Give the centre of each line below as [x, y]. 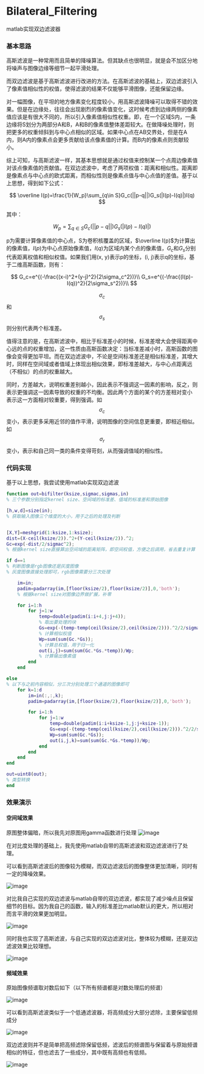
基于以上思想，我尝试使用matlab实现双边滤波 [63, 482]
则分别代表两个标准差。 [36, 328]
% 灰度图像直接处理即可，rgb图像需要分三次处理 [58, 572]
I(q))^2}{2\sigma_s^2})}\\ [98, 283]
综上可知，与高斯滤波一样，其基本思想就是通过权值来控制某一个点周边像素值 [102, 160]
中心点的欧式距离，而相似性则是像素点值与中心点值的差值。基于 [112, 175]
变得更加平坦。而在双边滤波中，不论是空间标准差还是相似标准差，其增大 [107, 356]
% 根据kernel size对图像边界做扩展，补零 [64, 594]
